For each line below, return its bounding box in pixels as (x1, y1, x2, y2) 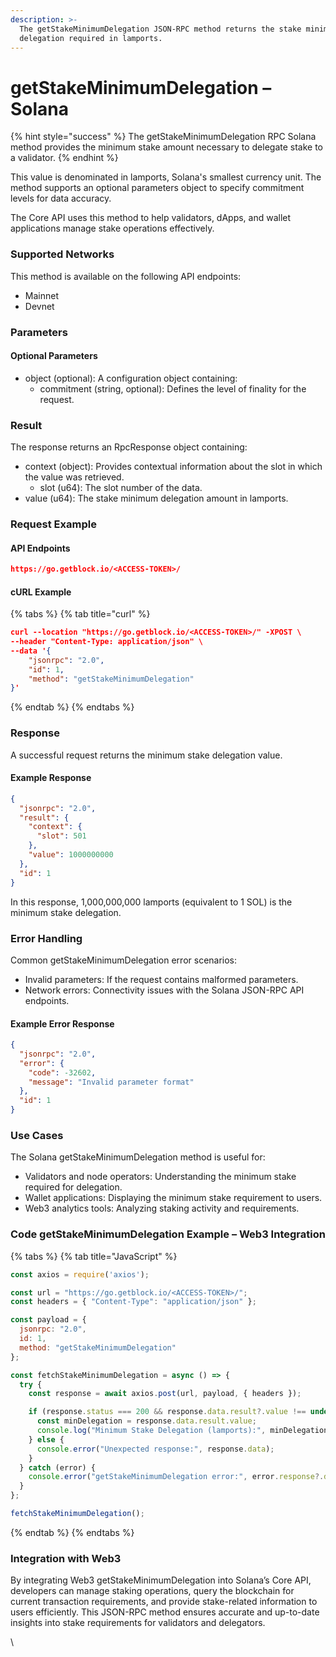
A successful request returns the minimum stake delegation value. (10, 749, 283, 761)
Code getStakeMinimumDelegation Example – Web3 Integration (10, 1227, 326, 1241)
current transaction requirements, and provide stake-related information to (10, 1596, 318, 1608)
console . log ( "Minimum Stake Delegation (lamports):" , (36, 1426, 267, 1436)
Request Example (10, 517, 97, 531)
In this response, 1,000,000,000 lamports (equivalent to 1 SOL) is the (10, 896, 293, 908)
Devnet (24, 300, 55, 312)
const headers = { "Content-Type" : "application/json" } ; (10, 1297, 257, 1307)
